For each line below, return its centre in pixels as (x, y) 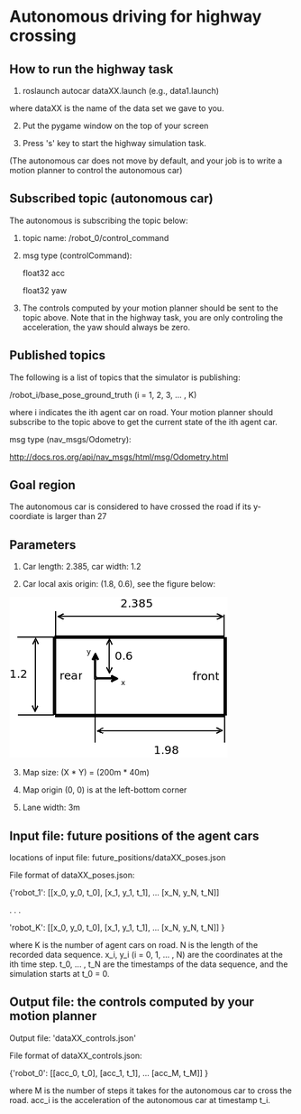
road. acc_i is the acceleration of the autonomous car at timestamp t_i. (140, 1100)
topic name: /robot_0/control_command (96, 237)
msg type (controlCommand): (77, 255)
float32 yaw (45, 290)
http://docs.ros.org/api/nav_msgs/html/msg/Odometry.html (119, 457)
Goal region (43, 485)
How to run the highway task (91, 69)
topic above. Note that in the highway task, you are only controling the (153, 317)
